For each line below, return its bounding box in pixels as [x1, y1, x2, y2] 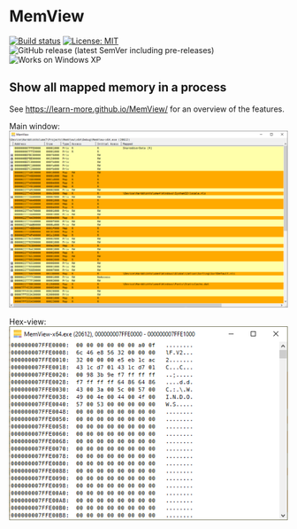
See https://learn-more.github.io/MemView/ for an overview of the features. [9, 104, 285, 114]
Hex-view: [9, 316, 47, 327]
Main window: [9, 121, 60, 131]
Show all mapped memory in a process [9, 80, 227, 95]
